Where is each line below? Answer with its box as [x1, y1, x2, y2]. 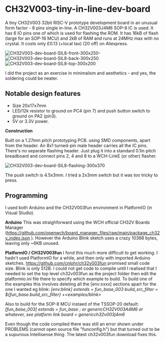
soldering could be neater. [5, 75, 58, 81]
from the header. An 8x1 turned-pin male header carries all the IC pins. [5, 142, 148, 148]
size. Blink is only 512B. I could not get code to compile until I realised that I [5, 265, 157, 271]
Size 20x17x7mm [12, 102, 47, 109]
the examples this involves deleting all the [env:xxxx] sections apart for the [5, 281, 157, 287]
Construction [5, 128, 33, 134]
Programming [5, 192, 48, 200]
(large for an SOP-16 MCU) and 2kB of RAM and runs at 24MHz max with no [5, 35, 159, 41]
